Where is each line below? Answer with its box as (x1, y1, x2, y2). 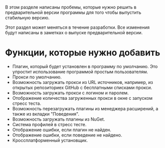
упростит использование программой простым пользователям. (12, 69, 148, 74)
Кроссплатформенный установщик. (12, 137, 88, 143)
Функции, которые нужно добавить (5, 47, 161, 59)
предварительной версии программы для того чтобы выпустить (5, 9, 142, 15)
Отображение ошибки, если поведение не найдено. (12, 132, 123, 138)
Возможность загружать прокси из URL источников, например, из (12, 79, 153, 85)
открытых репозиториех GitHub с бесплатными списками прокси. (12, 84, 152, 90)
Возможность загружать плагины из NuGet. (12, 116, 105, 122)
